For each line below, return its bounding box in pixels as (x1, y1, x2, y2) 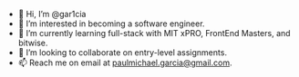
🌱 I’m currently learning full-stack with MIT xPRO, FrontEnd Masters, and (17, 28, 291, 38)
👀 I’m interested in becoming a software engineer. (17, 18, 205, 29)
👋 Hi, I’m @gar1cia (17, 9, 87, 19)
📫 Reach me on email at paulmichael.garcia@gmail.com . (17, 57, 232, 68)
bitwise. (17, 37, 48, 48)
